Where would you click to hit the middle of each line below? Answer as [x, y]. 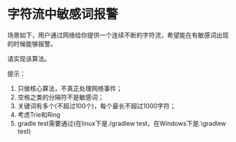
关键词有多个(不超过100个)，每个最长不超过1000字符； [97, 106]
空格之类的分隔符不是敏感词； [60, 97]
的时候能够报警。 [32, 43]
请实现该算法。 [29, 58]
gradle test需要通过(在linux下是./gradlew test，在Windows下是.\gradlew [122, 123]
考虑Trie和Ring [39, 114]
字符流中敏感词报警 [63, 14]
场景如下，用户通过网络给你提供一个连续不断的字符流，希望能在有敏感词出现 [118, 35]
